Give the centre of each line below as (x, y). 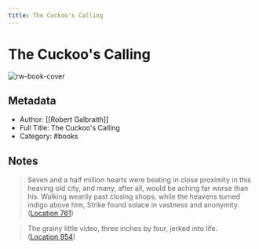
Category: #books (49, 136)
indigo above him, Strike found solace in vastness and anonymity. (133, 205)
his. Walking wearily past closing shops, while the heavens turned (134, 196)
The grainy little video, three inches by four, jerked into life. (122, 229)
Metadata (32, 100)
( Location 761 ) (50, 214)
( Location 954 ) (51, 237)
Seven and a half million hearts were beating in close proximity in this (139, 180)
